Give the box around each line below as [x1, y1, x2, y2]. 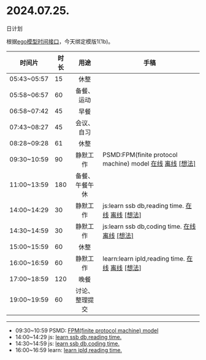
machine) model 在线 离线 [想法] [102, 159, 196, 167]
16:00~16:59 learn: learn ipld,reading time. [15, 346, 123, 353]
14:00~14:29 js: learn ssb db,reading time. [15, 333, 122, 340]
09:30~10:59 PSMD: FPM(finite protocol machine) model [15, 326, 159, 334]
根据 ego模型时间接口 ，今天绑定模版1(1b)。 [6, 37, 114, 45]
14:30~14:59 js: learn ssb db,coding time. [15, 340, 120, 347]
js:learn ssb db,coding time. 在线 [102, 222, 196, 231]
